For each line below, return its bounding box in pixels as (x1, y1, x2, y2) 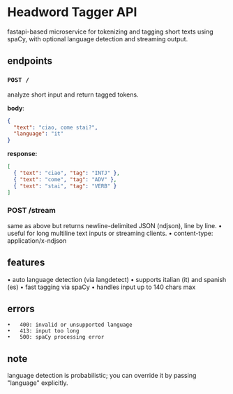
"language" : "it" (13, 130, 64, 137)
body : (7, 104, 24, 112)
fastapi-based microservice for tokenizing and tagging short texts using (7, 27, 214, 36)
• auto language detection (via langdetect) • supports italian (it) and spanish (7, 275, 227, 283)
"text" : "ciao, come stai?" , (13, 124, 98, 131)
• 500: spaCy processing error (7, 334, 105, 341)
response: (7, 150, 38, 158)
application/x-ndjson (7, 236, 67, 245)
